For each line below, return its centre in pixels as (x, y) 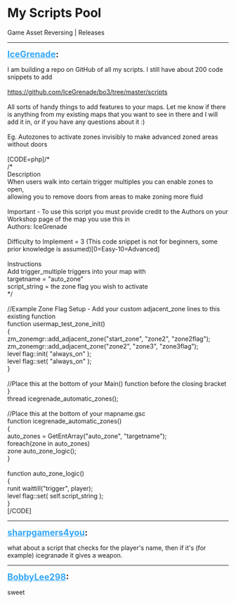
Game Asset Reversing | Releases (56, 32)
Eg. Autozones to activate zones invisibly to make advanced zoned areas (113, 137)
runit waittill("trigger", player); (50, 488)
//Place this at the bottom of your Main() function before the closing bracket (117, 383)
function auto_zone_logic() (46, 473)
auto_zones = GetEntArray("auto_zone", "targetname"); (87, 436)
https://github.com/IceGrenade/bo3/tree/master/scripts (87, 92)
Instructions (25, 264)
